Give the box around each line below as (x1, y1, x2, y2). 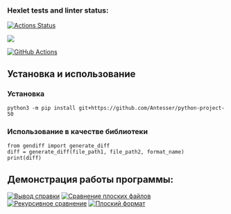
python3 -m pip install (7, 104, 76, 111)
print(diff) (7, 155, 42, 162)
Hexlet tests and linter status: (7, 6, 109, 15)
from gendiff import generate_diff (7, 142, 110, 149)
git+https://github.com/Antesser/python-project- (78, 104, 225, 111)
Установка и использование (7, 68, 136, 80)
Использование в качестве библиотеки (7, 126, 148, 136)
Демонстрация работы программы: (7, 173, 173, 186)
